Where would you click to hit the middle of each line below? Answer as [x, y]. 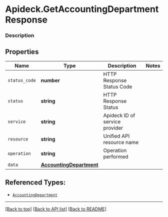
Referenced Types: [35, 183]
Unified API [116, 136]
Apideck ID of [119, 115]
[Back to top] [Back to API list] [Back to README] [56, 209]
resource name [121, 142]
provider [113, 127]
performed [116, 156]
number [50, 80]
